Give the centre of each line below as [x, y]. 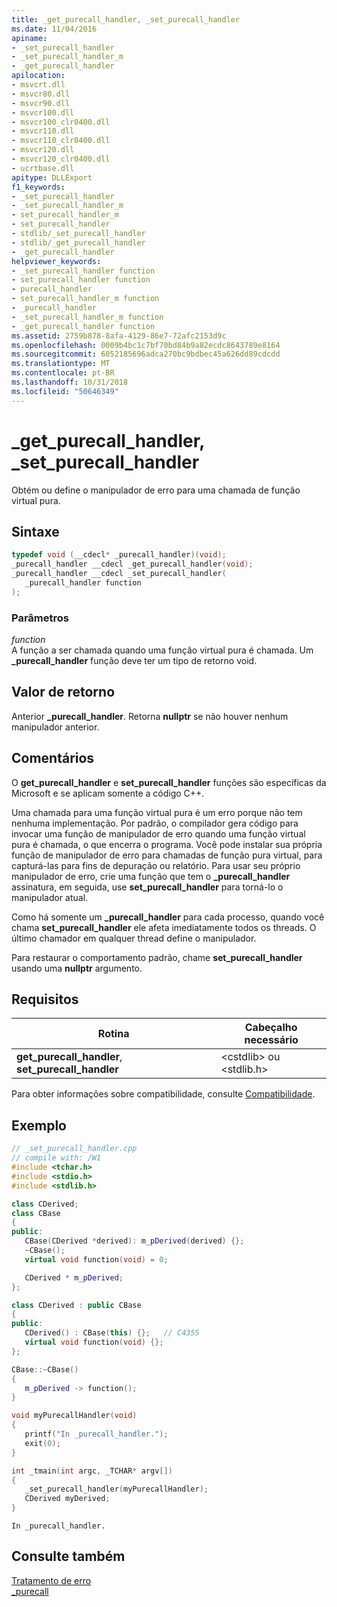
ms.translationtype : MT [61, 364]
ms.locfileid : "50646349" [65, 391]
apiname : [29, 38]
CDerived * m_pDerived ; [74, 1277]
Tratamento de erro [51, 1580]
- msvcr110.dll [43, 131]
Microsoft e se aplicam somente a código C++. [108, 793]
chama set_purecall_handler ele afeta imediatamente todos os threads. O [164, 927]
